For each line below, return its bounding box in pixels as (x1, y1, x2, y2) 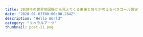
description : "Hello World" (5, 16, 63, 21)
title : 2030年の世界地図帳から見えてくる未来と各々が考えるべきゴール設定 (5, 7, 138, 12)
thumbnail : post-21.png (5, 25, 54, 30)
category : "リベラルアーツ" (5, 20, 57, 25)
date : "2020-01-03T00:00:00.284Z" (5, 12, 76, 16)
